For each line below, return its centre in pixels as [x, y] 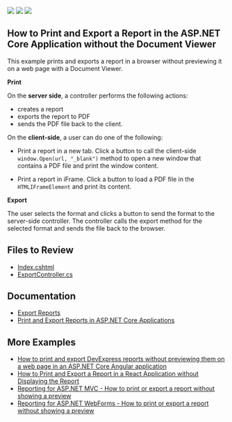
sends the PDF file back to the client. [70, 124]
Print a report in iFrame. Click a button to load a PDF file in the [106, 179]
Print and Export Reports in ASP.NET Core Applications [96, 320]
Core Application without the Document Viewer [112, 44]
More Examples [42, 342]
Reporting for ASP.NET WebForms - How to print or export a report [113, 403]
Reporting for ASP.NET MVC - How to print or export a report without [116, 389]
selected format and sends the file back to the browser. [86, 228]
